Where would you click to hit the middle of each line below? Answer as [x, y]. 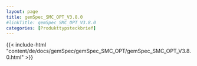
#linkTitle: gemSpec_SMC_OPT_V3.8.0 [51, 22]
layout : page [22, 11]
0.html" [15, 57]
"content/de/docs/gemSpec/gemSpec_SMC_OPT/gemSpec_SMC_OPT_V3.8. [99, 51]
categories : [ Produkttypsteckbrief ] [51, 28]
